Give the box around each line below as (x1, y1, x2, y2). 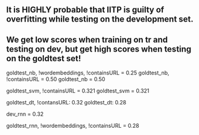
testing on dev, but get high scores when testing (6, 44, 192, 54)
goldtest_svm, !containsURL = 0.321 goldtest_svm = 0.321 (6, 87, 150, 95)
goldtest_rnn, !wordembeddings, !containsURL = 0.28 (6, 122, 140, 130)
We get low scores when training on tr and (6, 34, 168, 44)
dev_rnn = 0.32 (6, 110, 44, 118)
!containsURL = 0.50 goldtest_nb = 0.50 (6, 76, 106, 83)
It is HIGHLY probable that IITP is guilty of (6, 5, 165, 15)
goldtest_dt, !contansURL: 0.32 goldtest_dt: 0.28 (6, 99, 127, 106)
